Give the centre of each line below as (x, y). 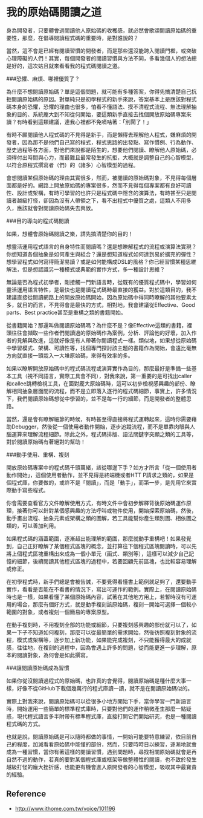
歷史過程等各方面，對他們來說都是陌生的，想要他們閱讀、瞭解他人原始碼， (99, 149)
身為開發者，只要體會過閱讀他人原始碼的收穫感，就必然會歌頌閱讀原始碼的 (99, 30)
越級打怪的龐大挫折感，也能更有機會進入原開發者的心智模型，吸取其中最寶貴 (101, 767)
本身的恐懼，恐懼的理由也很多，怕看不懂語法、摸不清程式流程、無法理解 (101, 106)
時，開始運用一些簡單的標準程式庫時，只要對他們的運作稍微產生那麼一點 (96, 708)
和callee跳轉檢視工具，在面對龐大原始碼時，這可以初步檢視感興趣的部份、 (98, 383)
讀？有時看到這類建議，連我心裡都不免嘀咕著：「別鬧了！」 (79, 122)
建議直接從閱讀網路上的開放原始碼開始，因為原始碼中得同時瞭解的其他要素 (99, 297)
